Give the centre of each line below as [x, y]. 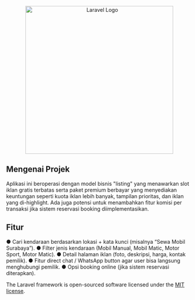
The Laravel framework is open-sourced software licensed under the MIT [95, 285]
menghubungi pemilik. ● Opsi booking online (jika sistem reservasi [88, 267]
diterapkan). [21, 273]
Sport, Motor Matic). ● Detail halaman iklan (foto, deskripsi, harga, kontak [96, 254]
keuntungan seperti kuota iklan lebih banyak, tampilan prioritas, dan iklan [95, 196]
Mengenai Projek [38, 170]
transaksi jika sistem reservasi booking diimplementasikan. [78, 209]
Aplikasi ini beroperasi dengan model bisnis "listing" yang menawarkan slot [98, 183]
